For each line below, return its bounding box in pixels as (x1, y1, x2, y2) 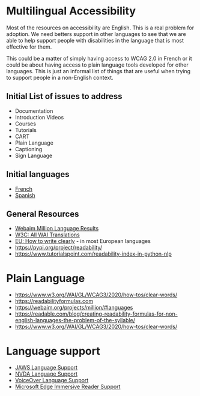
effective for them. (6, 43, 52, 50)
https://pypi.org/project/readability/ (14, 244, 103, 251)
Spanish (14, 191, 35, 199)
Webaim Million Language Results (14, 225, 99, 232)
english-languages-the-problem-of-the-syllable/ (14, 317, 136, 324)
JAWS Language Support (14, 364, 78, 371)
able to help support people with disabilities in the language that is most (6, 37, 184, 44)
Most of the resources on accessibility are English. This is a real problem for (6, 24, 194, 31)
